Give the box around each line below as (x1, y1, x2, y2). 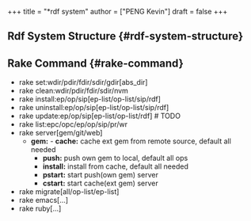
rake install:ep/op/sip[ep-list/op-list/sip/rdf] (18, 94, 162, 104)
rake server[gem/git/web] (18, 128, 103, 138)
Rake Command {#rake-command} (7, 56, 184, 70)
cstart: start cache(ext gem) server (42, 178, 159, 189)
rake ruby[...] (18, 204, 62, 213)
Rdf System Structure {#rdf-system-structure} (7, 29, 244, 43)
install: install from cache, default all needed (42, 162, 189, 171)
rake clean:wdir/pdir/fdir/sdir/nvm (18, 86, 128, 96)
